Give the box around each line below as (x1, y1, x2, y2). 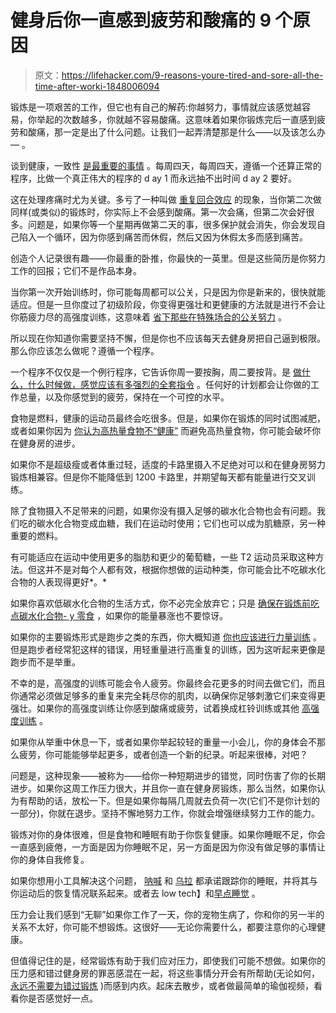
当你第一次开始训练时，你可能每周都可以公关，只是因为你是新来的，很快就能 (10, 286, 326, 298)
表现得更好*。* (44, 576, 108, 588)
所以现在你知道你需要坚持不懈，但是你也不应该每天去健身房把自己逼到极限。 (10, 332, 326, 344)
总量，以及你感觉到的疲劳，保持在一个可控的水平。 (18, 391, 230, 403)
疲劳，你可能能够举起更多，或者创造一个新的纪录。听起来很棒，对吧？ (18, 748, 308, 760)
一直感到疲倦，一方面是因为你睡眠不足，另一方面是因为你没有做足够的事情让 (10, 841, 326, 853)
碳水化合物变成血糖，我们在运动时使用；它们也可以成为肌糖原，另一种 (36, 517, 326, 529)
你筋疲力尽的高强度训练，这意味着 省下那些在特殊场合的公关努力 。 (10, 311, 287, 323)
